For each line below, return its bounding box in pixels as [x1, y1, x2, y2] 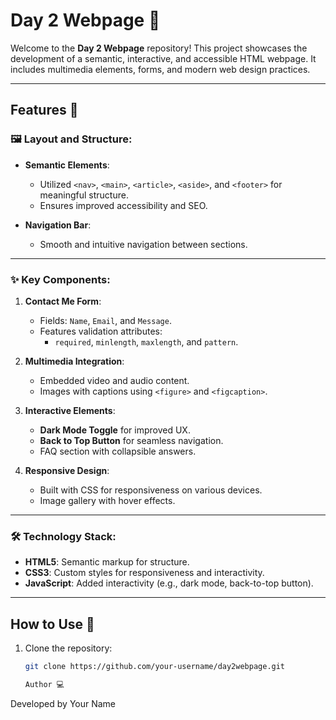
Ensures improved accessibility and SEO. [39, 199, 208, 211]
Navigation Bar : [24, 219, 92, 231]
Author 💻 [24, 679, 65, 689]
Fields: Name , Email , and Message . [39, 314, 172, 326]
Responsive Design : [24, 464, 110, 476]
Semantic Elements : [24, 159, 110, 171]
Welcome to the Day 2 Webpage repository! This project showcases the [10, 42, 308, 54]
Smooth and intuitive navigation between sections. [39, 238, 248, 250]
